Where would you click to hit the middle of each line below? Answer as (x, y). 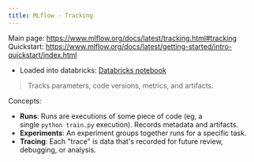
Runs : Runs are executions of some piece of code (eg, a (111, 116)
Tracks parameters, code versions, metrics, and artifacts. (121, 85)
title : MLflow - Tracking (50, 15)
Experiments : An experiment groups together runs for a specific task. (133, 133)
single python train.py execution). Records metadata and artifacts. (129, 124)
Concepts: (25, 100)
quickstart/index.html (43, 55)
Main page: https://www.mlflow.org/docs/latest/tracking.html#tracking (123, 38)
